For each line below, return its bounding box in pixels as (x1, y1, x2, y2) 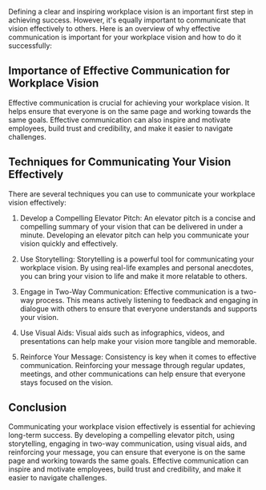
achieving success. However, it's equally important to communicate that (8, 15, 246, 25)
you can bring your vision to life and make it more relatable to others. (19, 271, 248, 281)
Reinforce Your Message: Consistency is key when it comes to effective (19, 352, 256, 362)
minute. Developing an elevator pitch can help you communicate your (19, 230, 250, 240)
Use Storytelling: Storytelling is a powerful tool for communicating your (19, 254, 255, 264)
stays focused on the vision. (19, 377, 114, 387)
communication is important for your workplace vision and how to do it (8, 32, 242, 42)
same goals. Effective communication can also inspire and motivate (8, 115, 231, 124)
